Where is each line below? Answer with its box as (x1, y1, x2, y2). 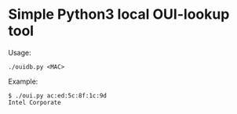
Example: (8, 77, 38, 86)
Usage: (8, 48, 31, 57)
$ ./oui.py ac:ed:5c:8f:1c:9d (8, 91, 108, 99)
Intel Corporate (8, 98, 61, 106)
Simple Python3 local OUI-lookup (8, 5, 230, 23)
